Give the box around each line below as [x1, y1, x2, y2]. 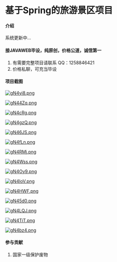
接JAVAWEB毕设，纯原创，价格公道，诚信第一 [5, 47, 102, 53]
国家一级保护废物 [12, 251, 48, 257]
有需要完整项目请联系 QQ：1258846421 [12, 59, 95, 66]
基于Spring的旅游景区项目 [5, 5, 113, 16]
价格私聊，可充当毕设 [12, 66, 57, 72]
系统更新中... [5, 35, 32, 41]
